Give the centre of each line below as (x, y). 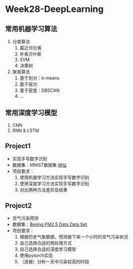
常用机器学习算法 (31, 29)
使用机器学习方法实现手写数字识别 (54, 177)
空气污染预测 (25, 218)
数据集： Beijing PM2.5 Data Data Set (50, 224)
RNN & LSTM (26, 130)
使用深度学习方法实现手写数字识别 (54, 183)
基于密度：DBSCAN (40, 90)
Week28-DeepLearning (54, 9)
